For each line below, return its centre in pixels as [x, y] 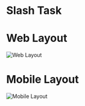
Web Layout [37, 38]
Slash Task [34, 11]
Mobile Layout [43, 80]
